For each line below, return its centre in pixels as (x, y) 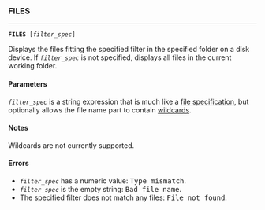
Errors (19, 164)
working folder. (33, 66)
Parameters (28, 83)
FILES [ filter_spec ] (42, 35)
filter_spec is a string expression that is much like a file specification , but (129, 101)
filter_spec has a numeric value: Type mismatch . (103, 181)
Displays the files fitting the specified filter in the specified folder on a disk (129, 50)
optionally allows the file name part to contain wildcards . (100, 110)
